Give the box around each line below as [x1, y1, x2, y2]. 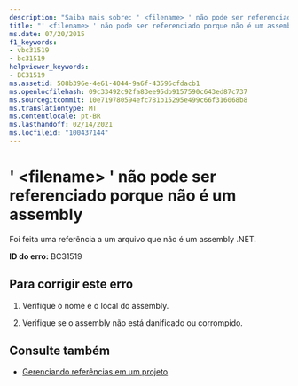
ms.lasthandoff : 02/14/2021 [9, 121, 114, 130]
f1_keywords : [9, 37, 58, 47]
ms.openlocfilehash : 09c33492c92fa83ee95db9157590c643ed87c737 [9, 87, 248, 96]
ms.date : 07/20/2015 [9, 29, 86, 38]
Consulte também [9, 343, 111, 358]
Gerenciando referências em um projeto [21, 366, 169, 377]
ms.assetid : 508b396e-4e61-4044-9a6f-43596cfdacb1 [9, 79, 200, 88]
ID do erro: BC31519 [9, 250, 82, 262]
